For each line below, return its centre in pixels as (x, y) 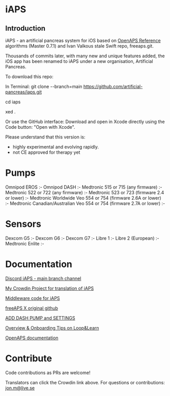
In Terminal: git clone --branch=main (44, 86)
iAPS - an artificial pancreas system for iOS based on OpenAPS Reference (83, 40)
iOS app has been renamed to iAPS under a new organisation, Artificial (79, 61)
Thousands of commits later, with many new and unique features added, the (85, 56)
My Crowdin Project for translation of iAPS (50, 288)
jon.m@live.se (20, 388)
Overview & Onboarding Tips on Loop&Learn (52, 328)
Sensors (23, 224)
